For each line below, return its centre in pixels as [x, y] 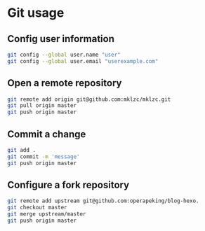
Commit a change [47, 134]
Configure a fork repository [68, 185]
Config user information [61, 39]
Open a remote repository [65, 83]
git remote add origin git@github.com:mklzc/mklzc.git [89, 99]
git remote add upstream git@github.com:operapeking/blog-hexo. [103, 201]
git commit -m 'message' [44, 156]
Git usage [36, 13]
